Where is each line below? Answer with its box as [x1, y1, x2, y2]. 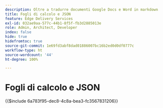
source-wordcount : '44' [5, 52, 54, 57]
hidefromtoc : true [5, 39, 42, 44]
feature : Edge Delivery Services [5, 16, 73, 21]
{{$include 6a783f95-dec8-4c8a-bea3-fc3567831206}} [5, 98, 118, 104]
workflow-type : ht [5, 48, 42, 53]
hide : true [5, 35, 27, 39]
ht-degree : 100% [5, 57, 38, 62]
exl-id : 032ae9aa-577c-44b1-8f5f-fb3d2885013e [5, 20, 102, 26]
